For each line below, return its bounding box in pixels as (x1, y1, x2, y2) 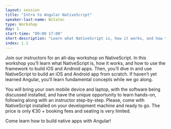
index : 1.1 (5, 41, 28, 46)
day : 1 (5, 27, 19, 32)
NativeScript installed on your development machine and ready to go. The (5, 102, 160, 109)
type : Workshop (5, 21, 38, 27)
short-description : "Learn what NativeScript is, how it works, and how (5, 36, 163, 41)
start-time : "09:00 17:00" (5, 31, 63, 36)
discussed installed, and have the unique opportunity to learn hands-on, (5, 91, 157, 97)
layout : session (5, 7, 40, 13)
